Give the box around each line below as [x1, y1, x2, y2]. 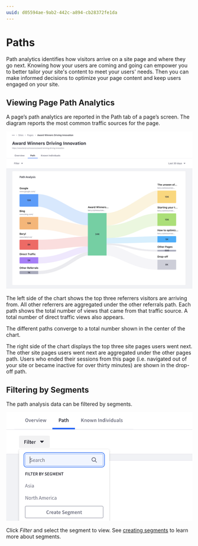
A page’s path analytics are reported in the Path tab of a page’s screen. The [6, 113, 190, 121]
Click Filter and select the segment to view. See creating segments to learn [6, 526, 189, 534]
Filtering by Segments [6, 385, 89, 395]
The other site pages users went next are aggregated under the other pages [6, 349, 191, 356]
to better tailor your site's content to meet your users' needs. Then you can [6, 68, 189, 75]
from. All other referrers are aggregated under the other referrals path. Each [6, 301, 191, 308]
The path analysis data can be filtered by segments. [6, 400, 133, 408]
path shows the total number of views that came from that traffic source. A [6, 307, 188, 314]
